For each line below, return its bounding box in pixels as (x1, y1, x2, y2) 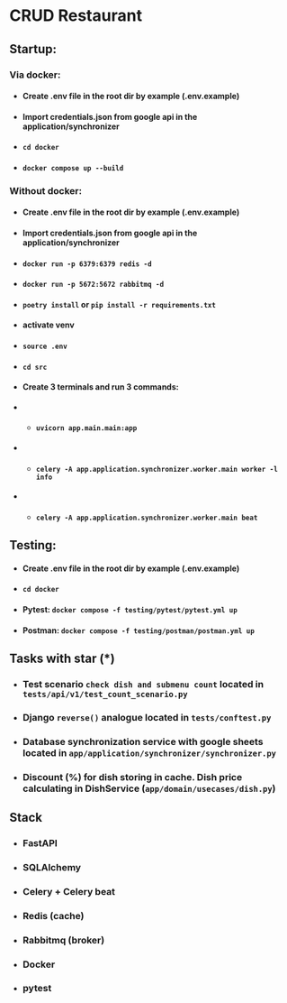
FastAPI (22, 836, 58, 849)
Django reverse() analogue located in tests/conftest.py (22, 711, 272, 723)
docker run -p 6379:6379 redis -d (22, 259, 152, 269)
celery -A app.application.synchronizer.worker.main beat (35, 513, 258, 522)
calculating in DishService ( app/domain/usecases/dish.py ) (22, 782, 276, 795)
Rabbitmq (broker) (22, 934, 105, 946)
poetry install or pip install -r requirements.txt (22, 299, 216, 309)
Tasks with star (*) (9, 650, 115, 666)
